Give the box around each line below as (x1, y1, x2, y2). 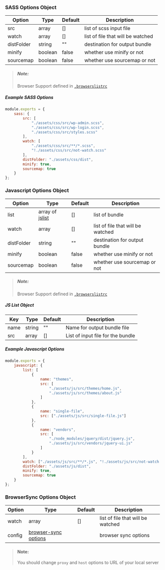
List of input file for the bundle (65, 332, 136, 339)
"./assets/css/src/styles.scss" (31, 129, 98, 134)
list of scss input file (84, 25, 131, 32)
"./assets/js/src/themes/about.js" (49, 390, 122, 395)
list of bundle (93, 211, 124, 218)
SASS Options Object (5, 4, 57, 11)
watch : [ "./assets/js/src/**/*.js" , (23, 459, 98, 464)
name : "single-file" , (40, 409, 84, 414)
